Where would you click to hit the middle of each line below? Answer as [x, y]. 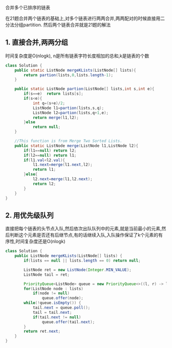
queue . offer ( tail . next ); [68, 322]
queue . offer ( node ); [62, 298]
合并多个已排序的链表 [28, 7]
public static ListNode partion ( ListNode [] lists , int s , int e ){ [84, 89]
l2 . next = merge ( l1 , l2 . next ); [63, 179]
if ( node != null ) [51, 293]
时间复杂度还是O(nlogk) [40, 242]
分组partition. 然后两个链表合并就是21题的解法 [62, 25]
